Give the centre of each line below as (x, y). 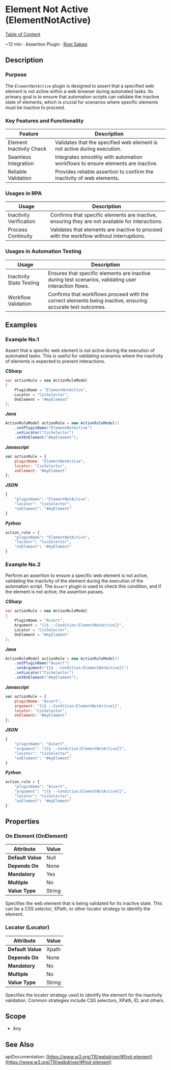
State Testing (24, 283)
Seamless (20, 157)
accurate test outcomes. (77, 307)
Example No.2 (23, 565)
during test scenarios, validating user (92, 280)
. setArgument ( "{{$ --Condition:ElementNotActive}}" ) (72, 668)
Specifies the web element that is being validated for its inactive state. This (84, 903)
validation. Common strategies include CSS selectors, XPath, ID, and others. (85, 1000)
